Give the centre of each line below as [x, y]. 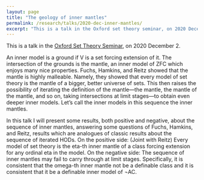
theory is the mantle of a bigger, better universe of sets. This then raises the [101, 83]
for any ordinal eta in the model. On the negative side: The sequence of [95, 153]
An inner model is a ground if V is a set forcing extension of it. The [89, 57]
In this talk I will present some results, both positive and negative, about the [100, 121]
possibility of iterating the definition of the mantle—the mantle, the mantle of [102, 90]
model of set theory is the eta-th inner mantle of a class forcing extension [98, 146]
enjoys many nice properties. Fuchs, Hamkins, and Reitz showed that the [97, 71]
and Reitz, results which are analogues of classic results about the [89, 133]
